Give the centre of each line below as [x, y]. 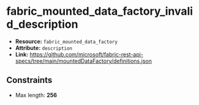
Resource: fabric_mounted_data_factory [66, 41]
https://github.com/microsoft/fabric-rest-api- [87, 54]
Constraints [29, 80]
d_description [42, 24]
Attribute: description [43, 48]
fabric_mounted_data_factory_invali [100, 11]
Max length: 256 [36, 95]
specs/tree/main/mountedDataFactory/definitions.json [83, 61]
